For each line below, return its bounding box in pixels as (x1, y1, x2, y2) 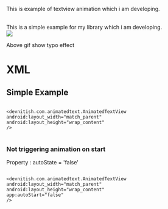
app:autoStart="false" (6, 192, 64, 198)
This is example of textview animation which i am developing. (6, 5, 160, 12)
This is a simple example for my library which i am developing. (6, 24, 163, 31)
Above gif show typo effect (6, 42, 75, 48)
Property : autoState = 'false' (6, 159, 79, 166)
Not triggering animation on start (6, 145, 106, 153)
